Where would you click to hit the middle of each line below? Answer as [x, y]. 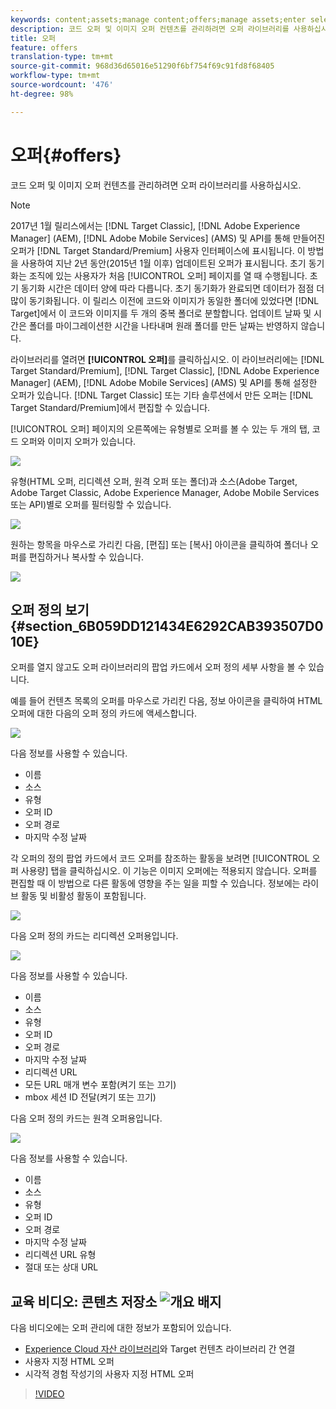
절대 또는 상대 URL [61, 1267]
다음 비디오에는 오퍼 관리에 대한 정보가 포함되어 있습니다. [121, 1328]
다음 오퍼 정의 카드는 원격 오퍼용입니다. [86, 1118]
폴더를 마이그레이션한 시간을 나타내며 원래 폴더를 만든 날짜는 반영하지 [163, 325]
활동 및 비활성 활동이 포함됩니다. [83, 896]
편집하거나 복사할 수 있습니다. [86, 557]
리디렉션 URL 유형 [60, 1255]
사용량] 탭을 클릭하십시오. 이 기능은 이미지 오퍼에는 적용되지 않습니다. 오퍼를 [169, 871]
